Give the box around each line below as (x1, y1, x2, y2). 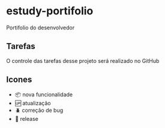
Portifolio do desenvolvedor (6, 24, 75, 31)
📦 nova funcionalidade (14, 91, 73, 98)
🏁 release (14, 115, 39, 122)
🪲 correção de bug (14, 106, 64, 114)
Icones (6, 75, 32, 85)
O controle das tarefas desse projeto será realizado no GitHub (6, 57, 160, 64)
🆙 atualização (14, 99, 51, 106)
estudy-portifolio (6, 4, 94, 18)
